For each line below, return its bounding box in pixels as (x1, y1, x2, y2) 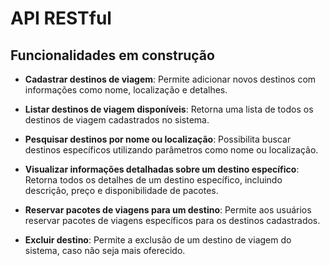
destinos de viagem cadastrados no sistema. (24, 114, 210, 126)
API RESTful (10, 7, 112, 30)
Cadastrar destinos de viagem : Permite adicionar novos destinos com (24, 73, 317, 85)
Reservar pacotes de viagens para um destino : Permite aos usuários (24, 204, 312, 216)
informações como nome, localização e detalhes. (24, 84, 228, 96)
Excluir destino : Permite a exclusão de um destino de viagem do (24, 234, 292, 246)
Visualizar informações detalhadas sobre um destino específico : (24, 163, 300, 175)
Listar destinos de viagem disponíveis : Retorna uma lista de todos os (24, 103, 314, 115)
